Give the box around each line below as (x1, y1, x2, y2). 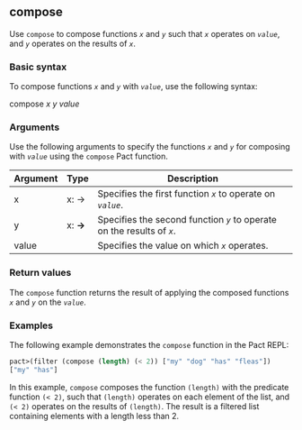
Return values (9, 267, 72, 279)
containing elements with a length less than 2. (9, 410, 180, 421)
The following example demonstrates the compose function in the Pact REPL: (9, 340, 289, 350)
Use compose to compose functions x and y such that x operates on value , (9, 28, 280, 39)
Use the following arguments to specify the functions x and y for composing (9, 142, 290, 152)
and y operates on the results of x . (9, 38, 137, 49)
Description (167, 172, 218, 185)
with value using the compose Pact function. (9, 151, 168, 162)
